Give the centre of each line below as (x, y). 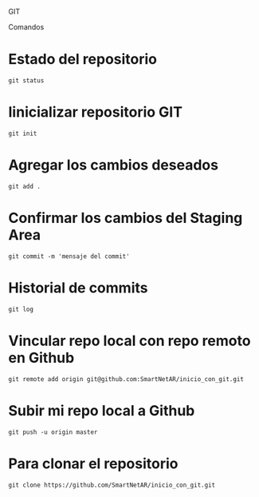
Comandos (26, 27)
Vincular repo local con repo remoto (129, 341)
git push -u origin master (53, 432)
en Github (41, 358)
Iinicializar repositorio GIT (96, 112)
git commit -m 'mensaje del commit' (69, 256)
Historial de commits (78, 288)
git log (21, 309)
